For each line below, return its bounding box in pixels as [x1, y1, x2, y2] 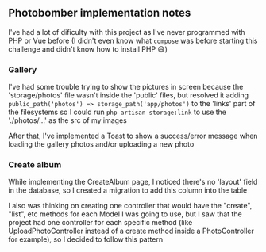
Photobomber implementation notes [8, 6, 191, 20]
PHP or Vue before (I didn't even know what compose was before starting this [8, 36, 258, 45]
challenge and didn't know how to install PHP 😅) [8, 44, 168, 54]
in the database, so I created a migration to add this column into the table [8, 185, 248, 195]
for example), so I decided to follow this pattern [8, 235, 164, 244]
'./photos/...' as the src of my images [8, 116, 127, 125]
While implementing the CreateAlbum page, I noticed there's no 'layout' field [8, 178, 258, 187]
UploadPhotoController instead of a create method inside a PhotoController [8, 226, 254, 236]
